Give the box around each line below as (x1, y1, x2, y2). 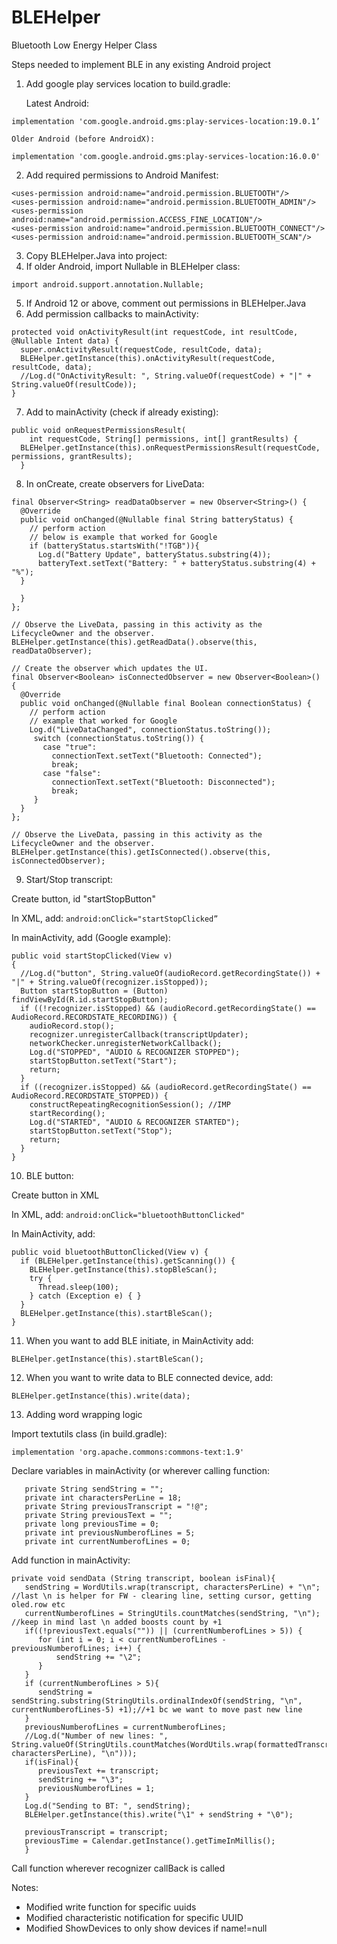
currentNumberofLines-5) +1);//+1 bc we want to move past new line (11, 1704, 303, 1715)
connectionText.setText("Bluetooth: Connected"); (51, 751, 263, 761)
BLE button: (25, 1169, 74, 1181)
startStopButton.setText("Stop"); (29, 1126, 173, 1136)
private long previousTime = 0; (24, 1519, 160, 1529)
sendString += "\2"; (55, 1652, 142, 1662)
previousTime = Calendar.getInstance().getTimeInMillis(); (24, 1836, 276, 1846)
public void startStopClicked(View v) (11, 951, 173, 961)
